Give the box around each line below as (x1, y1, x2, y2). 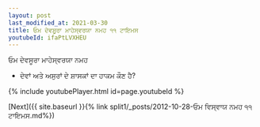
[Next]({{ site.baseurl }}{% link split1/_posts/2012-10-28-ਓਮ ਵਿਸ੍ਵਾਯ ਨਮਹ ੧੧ (8, 102, 252, 111)
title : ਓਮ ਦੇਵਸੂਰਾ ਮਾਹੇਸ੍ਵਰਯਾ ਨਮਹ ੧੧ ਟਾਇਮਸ (8, 26, 139, 34)
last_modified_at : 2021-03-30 (8, 19, 109, 27)
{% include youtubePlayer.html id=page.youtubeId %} (8, 87, 185, 96)
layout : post (8, 11, 52, 20)
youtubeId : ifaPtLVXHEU (8, 33, 87, 42)
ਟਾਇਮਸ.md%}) (8, 111, 55, 121)
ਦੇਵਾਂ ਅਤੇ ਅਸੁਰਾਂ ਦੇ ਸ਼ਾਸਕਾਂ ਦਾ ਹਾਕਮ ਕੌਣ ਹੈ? (19, 71, 136, 80)
